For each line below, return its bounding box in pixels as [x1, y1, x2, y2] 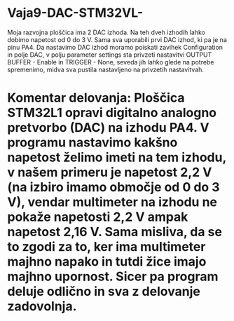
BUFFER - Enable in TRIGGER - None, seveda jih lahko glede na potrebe [7, 57, 214, 66]
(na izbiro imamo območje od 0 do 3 [7, 179, 220, 196]
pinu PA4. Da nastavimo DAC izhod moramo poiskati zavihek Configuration [7, 43, 223, 51]
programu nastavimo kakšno [7, 135, 178, 151]
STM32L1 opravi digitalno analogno [7, 105, 217, 121]
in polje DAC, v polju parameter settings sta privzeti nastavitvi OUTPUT [7, 50, 212, 59]
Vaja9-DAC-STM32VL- [7, 5, 144, 21]
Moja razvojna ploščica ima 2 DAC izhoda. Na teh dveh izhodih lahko [7, 28, 205, 36]
